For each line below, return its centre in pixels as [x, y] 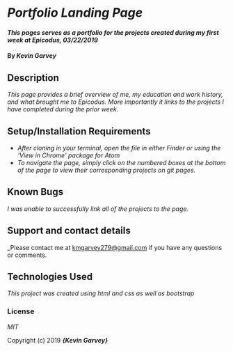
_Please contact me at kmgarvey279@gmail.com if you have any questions [115, 247]
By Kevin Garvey [32, 56]
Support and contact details [69, 231]
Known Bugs [35, 192]
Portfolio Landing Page [75, 13]
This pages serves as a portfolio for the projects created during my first [113, 32]
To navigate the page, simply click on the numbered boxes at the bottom [121, 163]
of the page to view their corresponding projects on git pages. [106, 170]
